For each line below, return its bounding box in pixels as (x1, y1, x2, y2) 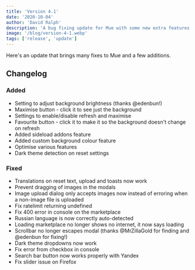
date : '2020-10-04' (6, 14, 54, 20)
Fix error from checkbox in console (14, 245, 100, 252)
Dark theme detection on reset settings (14, 149, 110, 156)
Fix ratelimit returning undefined (14, 202, 93, 209)
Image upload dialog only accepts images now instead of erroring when (14, 190, 188, 197)
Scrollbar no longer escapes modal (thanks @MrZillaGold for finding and (14, 227, 189, 234)
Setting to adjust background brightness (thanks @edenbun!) (14, 100, 163, 107)
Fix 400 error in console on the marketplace (14, 209, 121, 216)
